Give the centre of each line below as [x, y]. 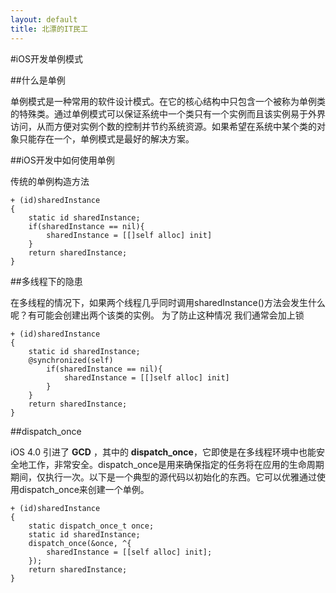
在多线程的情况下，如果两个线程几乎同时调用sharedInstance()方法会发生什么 [168, 302]
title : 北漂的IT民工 [49, 29]
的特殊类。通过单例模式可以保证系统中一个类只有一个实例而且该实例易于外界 [168, 113]
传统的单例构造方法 [50, 181]
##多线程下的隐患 [46, 281]
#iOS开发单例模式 [46, 58]
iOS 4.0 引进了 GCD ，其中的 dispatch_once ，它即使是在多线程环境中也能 [163, 452]
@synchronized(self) [71, 360]
